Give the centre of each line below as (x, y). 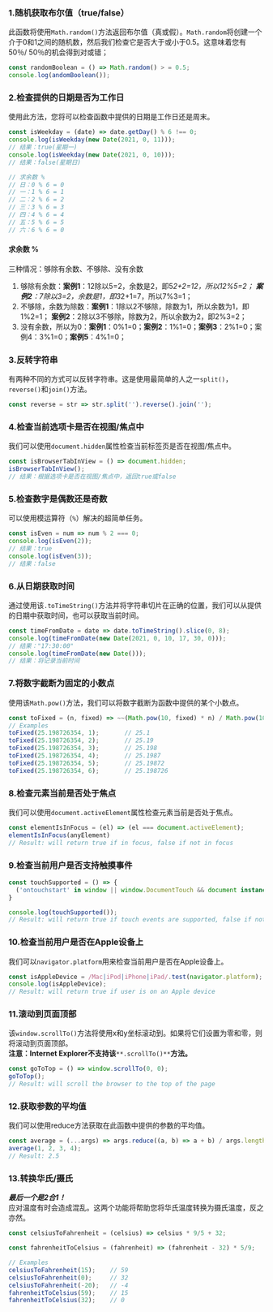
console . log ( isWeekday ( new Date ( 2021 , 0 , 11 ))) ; (92, 140)
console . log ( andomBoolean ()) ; (60, 76)
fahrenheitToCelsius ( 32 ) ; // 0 (67, 1301)
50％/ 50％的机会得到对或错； (59, 52)
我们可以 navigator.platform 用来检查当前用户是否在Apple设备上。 (118, 961)
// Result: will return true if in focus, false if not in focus (121, 843)
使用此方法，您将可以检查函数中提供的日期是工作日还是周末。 (111, 117)
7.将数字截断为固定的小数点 (62, 684)
